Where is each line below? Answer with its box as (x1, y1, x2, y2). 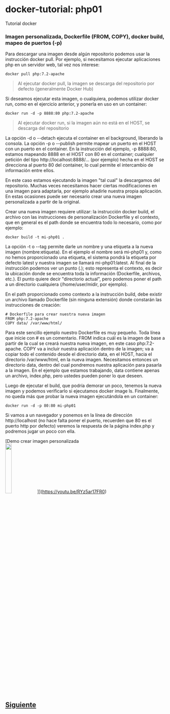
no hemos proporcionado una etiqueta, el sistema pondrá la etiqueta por (5, 254, 157, 261)
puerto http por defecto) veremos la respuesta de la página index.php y (5, 423, 155, 429)
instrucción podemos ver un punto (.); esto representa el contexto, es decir (5, 265, 162, 271)
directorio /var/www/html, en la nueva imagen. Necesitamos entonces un (5, 356, 158, 363)
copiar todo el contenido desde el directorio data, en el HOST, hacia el (5, 351, 152, 358)
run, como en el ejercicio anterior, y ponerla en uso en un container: (5, 101, 147, 107)
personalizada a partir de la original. (5, 199, 81, 205)
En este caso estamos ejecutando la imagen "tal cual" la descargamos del (5, 177, 160, 183)
